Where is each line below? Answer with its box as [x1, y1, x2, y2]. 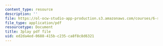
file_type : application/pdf [5, 20, 62, 25]
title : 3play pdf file [5, 29, 51, 34]
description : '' [5, 11, 38, 16]
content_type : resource [5, 7, 53, 12]
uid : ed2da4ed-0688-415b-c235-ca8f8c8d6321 [5, 34, 95, 39]
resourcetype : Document [5, 25, 53, 30]
